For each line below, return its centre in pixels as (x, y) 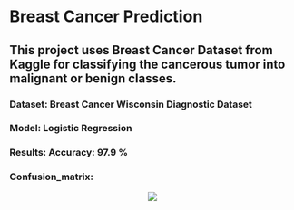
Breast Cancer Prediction (106, 17)
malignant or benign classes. (93, 78)
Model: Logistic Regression (71, 129)
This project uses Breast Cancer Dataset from (142, 50)
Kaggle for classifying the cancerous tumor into (147, 64)
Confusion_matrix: (51, 177)
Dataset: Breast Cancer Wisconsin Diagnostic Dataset (131, 104)
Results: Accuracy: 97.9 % (69, 153)
